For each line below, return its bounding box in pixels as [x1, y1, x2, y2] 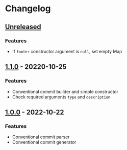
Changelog [5, 3, 51, 14]
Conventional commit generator [12, 139, 76, 145]
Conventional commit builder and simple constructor [12, 89, 119, 94]
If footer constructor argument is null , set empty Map [12, 48, 122, 54]
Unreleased [5, 23, 42, 31]
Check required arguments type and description [12, 94, 111, 100]
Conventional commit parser [12, 134, 70, 140]
